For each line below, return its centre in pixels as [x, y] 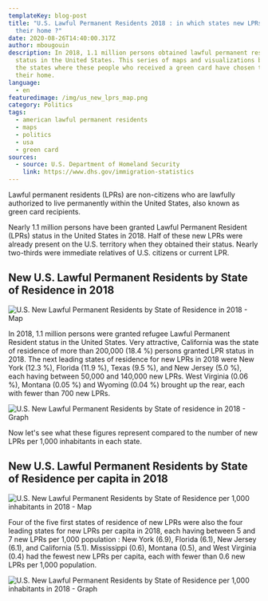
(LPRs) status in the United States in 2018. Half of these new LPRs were [126, 236]
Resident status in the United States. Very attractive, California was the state [134, 342]
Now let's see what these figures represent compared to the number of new [133, 432]
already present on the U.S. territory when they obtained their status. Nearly [133, 244]
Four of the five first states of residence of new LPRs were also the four [126, 522]
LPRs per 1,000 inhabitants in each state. [75, 441]
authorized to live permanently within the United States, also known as [124, 203]
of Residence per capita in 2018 [89, 479]
